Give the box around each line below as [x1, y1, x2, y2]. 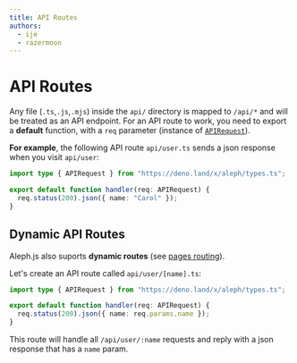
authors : [9, 21, 42, 30]
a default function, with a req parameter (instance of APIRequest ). [9, 125, 250, 136]
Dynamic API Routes [9, 227, 125, 242]
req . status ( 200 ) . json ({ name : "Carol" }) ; [17, 193, 178, 202]
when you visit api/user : [9, 152, 100, 163]
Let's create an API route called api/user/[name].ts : [9, 267, 201, 278]
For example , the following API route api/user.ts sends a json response [9, 142, 276, 153]
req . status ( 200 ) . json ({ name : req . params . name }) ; [17, 309, 210, 318]
